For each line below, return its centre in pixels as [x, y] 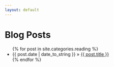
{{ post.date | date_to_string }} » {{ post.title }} [61, 54]
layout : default [22, 10]
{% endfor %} [27, 59]
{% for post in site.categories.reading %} [55, 49]
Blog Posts [28, 35]
